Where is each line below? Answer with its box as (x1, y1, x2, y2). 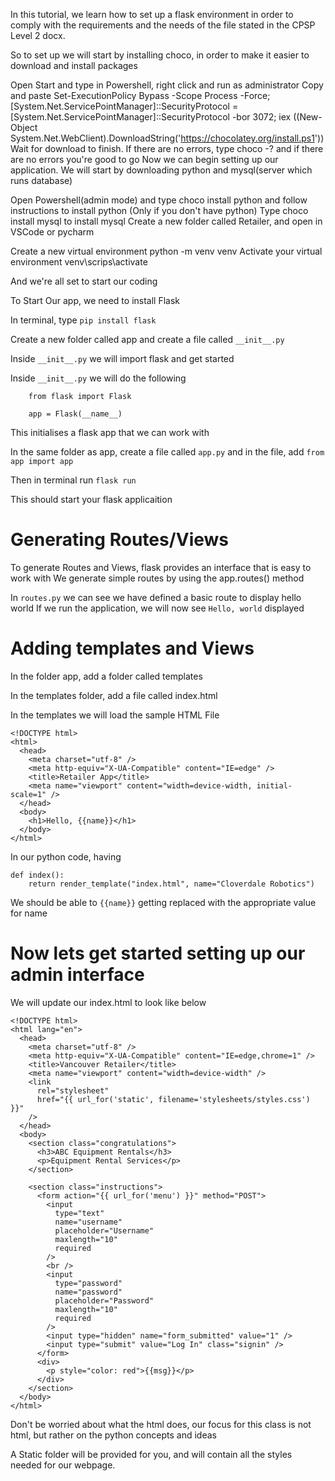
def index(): (10, 870, 65, 880)
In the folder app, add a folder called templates (10, 670, 203, 682)
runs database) (10, 175, 73, 186)
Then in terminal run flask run (10, 474, 137, 486)
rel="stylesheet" (36, 1085, 110, 1096)
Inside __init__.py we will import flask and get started (10, 353, 235, 364)
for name (10, 907, 48, 919)
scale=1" (10, 789, 47, 799)
